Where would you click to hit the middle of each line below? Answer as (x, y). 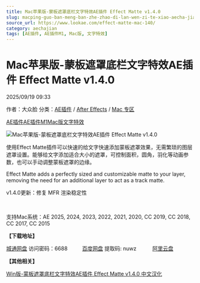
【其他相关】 (22, 261)
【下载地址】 (22, 236)
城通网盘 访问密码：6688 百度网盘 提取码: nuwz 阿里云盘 (90, 248)
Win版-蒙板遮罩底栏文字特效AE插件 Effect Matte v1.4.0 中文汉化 (84, 274)
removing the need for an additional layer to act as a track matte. (85, 181)
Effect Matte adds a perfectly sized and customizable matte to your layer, (96, 174)
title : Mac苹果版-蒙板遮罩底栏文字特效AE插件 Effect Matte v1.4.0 (83, 12)
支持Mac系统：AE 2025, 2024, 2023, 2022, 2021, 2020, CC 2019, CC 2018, (98, 217)
